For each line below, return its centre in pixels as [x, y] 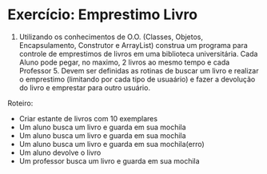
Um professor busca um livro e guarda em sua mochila [110, 160]
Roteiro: [20, 103]
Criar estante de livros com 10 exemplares [88, 118]
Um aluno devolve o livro [60, 152]
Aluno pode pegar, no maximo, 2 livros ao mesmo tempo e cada [124, 62]
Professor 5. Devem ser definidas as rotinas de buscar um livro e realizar [139, 70]
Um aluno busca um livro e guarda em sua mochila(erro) [112, 144]
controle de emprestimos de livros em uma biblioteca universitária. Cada [138, 53]
